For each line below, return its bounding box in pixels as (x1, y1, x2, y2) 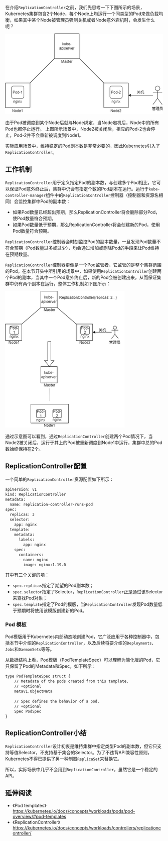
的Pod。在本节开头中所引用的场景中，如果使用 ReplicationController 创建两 (5, 268, 162, 274)
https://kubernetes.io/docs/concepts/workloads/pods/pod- (12, 808, 135, 814)
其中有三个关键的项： (5, 572, 49, 578)
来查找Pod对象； (12, 595, 48, 601)
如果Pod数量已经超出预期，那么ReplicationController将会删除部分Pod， (12, 209, 160, 215)
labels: (18, 537, 35, 542)
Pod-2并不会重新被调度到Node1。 (14, 132, 84, 138)
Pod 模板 (5, 621, 27, 628)
